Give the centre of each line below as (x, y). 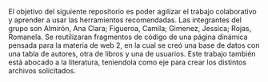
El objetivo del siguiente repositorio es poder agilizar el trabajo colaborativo (133, 12)
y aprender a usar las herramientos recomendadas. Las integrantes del (125, 20)
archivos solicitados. (42, 70)
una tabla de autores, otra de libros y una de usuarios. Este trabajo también (132, 54)
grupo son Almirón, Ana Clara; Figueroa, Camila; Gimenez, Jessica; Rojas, (130, 28)
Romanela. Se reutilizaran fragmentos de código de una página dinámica (128, 37)
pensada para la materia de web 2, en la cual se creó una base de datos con (134, 45)
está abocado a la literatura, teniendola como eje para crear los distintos (127, 62)
